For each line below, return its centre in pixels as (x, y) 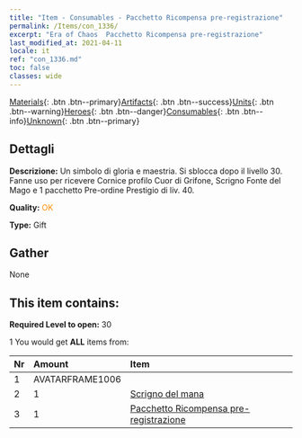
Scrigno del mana (167, 394)
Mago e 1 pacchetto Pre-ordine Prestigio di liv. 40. (102, 190)
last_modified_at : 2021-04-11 (66, 43)
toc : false (30, 68)
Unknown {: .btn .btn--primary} (83, 121)
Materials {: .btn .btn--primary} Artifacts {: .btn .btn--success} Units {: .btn (142, 102)
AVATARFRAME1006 (77, 380)
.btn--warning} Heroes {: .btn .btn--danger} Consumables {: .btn (124, 111)
